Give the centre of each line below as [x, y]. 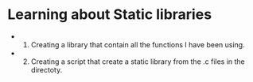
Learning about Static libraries [110, 15]
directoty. [47, 69]
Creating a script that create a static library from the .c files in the [138, 61]
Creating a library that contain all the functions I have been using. [138, 44]
